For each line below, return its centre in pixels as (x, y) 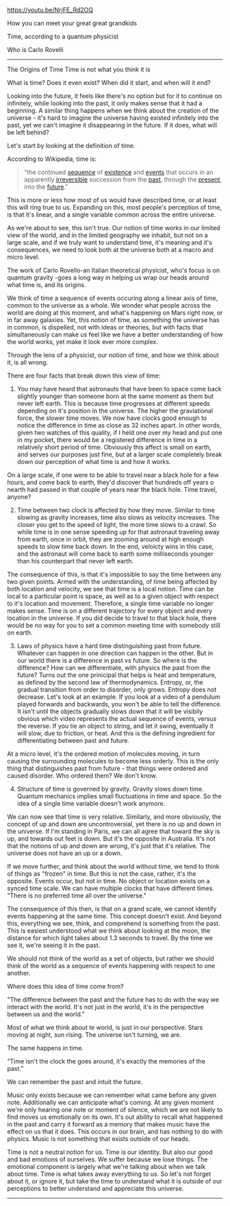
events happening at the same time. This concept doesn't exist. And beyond (114, 916)
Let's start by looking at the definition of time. (71, 146)
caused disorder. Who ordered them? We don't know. (82, 776)
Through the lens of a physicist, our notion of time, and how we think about (113, 355)
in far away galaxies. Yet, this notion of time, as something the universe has (113, 320)
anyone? (19, 497)
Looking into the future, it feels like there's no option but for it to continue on (115, 96)
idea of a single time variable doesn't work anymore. (91, 803)
